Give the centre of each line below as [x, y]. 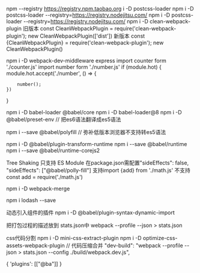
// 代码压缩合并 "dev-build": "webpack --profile [124, 245]
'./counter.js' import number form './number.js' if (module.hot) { [84, 67]
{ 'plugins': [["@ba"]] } [34, 264]
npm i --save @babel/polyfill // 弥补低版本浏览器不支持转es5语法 [86, 132]
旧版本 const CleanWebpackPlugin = [68, 28]
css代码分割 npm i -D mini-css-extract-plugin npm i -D [74, 238]
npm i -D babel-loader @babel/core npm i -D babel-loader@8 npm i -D [94, 112]
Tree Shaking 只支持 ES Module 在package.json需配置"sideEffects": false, [98, 163]
